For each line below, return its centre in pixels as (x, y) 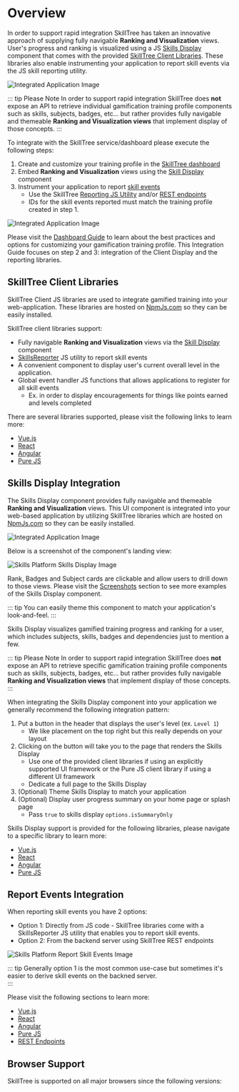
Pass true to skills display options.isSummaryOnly (101, 814)
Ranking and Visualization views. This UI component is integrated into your (119, 508)
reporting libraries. (35, 260)
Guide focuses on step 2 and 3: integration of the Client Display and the (112, 252)
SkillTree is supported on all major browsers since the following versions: (115, 1081)
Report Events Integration (66, 894)
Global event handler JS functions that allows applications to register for (124, 380)
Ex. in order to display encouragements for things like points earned (128, 395)
